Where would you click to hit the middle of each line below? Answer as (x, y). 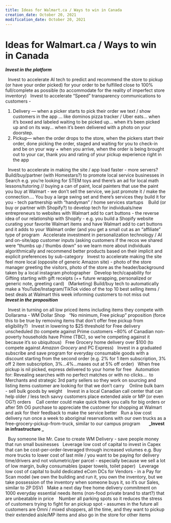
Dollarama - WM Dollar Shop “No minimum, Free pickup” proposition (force (86, 315)
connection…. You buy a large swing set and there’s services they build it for (86, 197)
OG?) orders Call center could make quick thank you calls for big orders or (86, 402)
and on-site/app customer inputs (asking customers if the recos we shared (84, 240)
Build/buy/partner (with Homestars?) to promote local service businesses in (85, 175)
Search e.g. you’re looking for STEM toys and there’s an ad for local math (82, 181)
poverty (14, 337)
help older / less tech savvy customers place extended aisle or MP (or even (84, 396)
